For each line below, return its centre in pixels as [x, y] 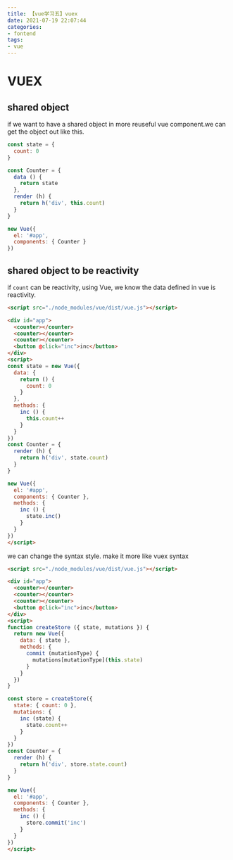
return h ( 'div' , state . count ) [64, 458]
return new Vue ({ [39, 634]
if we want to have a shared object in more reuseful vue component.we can [117, 124]
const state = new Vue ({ [44, 366]
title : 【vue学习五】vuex [43, 14]
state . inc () [43, 517]
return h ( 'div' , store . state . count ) [74, 764]
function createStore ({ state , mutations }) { [78, 627]
